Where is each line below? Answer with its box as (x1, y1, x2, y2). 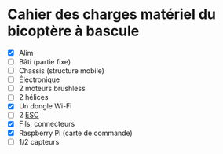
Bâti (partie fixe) (18, 57, 71, 66)
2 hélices (18, 93, 49, 102)
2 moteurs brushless (18, 84, 86, 93)
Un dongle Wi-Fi (18, 101, 72, 111)
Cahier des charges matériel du (7, 5, 217, 24)
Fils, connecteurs (18, 119, 75, 129)
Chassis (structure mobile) (18, 66, 105, 75)
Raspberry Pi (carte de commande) (18, 128, 133, 137)
